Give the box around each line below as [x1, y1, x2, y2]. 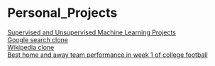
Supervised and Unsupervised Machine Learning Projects [7, 28, 176, 37]
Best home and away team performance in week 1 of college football [7, 51, 208, 59]
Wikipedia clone [7, 43, 55, 51]
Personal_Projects [7, 5, 118, 21]
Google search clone [7, 35, 69, 44]
